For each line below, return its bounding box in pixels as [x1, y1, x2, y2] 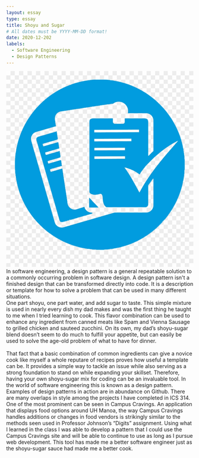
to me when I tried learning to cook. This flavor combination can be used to [6, 311, 190, 319]
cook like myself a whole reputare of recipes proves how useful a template [6, 356, 189, 363]
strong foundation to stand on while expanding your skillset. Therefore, [6, 369, 180, 376]
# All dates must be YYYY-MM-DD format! [6, 29, 108, 35]
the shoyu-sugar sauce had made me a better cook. [6, 444, 133, 452]
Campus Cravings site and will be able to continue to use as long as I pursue [6, 432, 193, 439]
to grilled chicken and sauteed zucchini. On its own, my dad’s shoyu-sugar [6, 325, 188, 332]
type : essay [6, 15, 36, 22]
